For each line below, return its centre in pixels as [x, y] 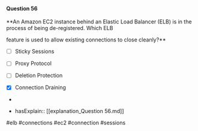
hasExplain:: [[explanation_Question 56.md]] [69, 111]
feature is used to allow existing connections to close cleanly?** [86, 40]
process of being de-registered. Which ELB [60, 28]
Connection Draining [40, 88]
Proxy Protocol [33, 64]
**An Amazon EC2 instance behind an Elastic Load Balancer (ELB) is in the [99, 22]
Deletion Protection [39, 76]
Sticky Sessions [34, 52]
